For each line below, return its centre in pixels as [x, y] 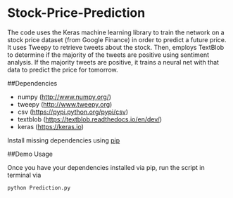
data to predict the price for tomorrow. [63, 70]
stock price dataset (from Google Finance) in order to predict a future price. [117, 39]
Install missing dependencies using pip [64, 140]
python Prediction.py [39, 187]
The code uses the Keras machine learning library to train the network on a [116, 32]
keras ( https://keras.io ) [51, 126]
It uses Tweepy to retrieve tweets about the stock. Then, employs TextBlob [116, 47]
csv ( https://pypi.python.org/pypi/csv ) [73, 112]
